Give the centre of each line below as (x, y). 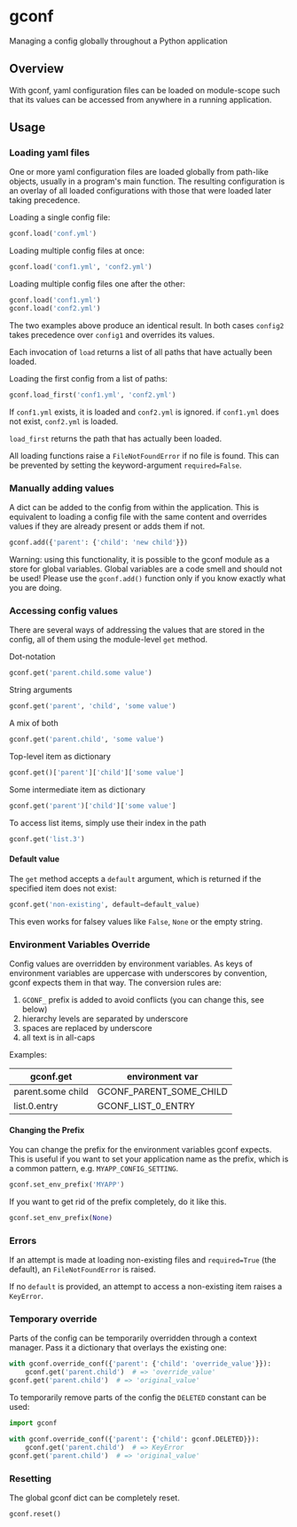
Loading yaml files (50, 153)
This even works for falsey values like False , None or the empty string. (136, 921)
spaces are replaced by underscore (87, 1027)
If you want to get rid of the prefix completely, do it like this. (118, 1201)
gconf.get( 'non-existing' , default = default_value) (105, 904)
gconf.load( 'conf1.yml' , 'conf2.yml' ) (81, 267)
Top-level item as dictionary (60, 756)
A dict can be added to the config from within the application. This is (134, 508)
